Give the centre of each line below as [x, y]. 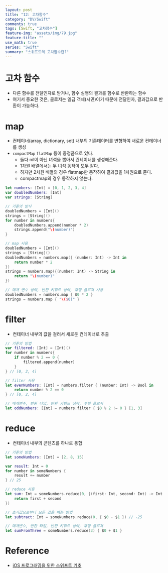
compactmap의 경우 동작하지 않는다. [56, 178]
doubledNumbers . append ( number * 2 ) [51, 225]
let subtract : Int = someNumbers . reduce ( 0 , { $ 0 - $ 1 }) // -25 [74, 517]
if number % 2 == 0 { [37, 358]
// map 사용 [17, 244]
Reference [27, 551]
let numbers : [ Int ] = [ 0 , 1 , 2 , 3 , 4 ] [46, 188]
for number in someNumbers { [36, 471]
